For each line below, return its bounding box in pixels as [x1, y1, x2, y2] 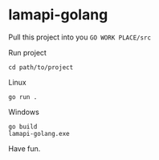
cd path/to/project [8, 63, 74, 72]
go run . [8, 92, 38, 101]
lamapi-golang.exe [8, 129, 70, 137]
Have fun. [8, 143, 41, 154]
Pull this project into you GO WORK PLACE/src [8, 32, 151, 42]
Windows [8, 107, 40, 117]
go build [8, 122, 38, 130]
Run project [8, 47, 47, 57]
